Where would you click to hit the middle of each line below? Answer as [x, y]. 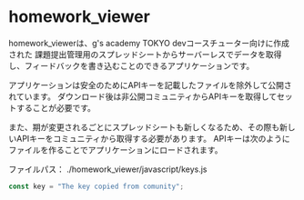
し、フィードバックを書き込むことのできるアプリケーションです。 [132, 65]
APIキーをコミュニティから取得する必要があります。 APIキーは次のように [153, 138]
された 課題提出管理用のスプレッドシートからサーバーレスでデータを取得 [145, 54]
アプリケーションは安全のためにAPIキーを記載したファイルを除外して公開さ [150, 85]
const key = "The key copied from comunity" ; [96, 186]
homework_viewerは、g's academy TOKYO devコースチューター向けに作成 [149, 43]
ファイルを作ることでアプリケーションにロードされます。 [116, 150]
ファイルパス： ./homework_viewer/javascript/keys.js [108, 169]
